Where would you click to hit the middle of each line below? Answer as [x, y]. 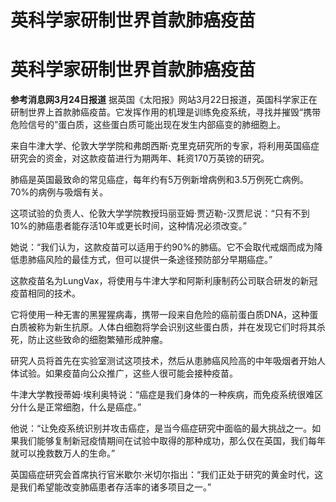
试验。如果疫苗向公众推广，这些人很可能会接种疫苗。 [128, 373]
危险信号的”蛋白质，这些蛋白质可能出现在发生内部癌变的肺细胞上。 [148, 125]
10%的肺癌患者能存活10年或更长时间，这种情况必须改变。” [128, 226]
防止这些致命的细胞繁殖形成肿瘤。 [97, 340]
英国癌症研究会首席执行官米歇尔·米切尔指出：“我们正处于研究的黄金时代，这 [167, 475]
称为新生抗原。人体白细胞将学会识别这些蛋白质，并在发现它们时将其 [176, 327]
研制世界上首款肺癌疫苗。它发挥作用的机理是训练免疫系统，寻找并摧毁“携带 [166, 112]
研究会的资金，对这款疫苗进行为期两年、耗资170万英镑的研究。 [140, 158]
